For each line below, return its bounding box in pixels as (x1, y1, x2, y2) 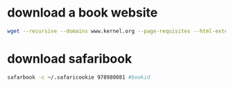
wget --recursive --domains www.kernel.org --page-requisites (7, 28, 191, 35)
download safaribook (7, 51, 132, 66)
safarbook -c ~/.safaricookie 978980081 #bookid (7, 74, 150, 81)
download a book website (7, 5, 158, 21)
